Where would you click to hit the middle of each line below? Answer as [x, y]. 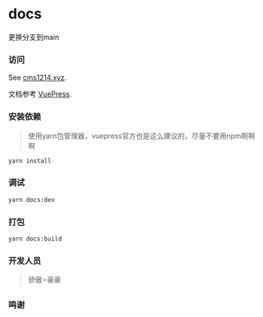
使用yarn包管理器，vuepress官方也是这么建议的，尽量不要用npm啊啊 [141, 136]
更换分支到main [34, 37]
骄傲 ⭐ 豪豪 [44, 279]
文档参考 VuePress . [40, 94]
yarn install [30, 160]
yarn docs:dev [32, 200]
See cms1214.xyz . [37, 77]
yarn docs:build [35, 239]
